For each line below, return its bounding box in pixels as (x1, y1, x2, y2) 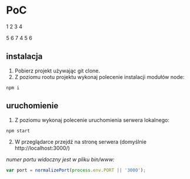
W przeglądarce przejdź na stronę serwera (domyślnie (14, 138, 147, 145)
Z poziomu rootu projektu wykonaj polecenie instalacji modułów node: (14, 73, 185, 80)
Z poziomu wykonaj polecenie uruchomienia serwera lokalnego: (14, 116, 169, 124)
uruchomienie (6, 101, 59, 111)
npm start (6, 128, 31, 134)
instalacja (6, 51, 43, 62)
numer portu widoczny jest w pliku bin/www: (6, 155, 115, 163)
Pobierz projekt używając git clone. (14, 67, 101, 74)
